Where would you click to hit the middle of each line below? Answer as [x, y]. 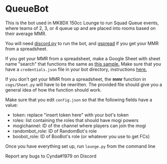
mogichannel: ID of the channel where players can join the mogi [79, 126]
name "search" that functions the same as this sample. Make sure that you [83, 64]
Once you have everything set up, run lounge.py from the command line [80, 146]
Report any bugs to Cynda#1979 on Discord [51, 156]
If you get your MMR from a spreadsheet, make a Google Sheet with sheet [83, 58]
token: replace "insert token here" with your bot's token [71, 115]
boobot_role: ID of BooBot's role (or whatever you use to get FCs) [81, 136]
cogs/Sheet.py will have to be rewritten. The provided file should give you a [84, 85]
